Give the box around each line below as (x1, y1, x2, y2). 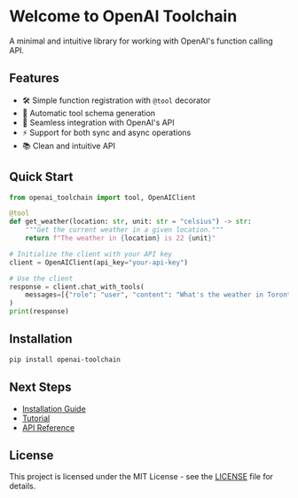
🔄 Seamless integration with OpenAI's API (21, 117, 175, 128)
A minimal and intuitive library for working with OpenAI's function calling (9, 36, 273, 46)
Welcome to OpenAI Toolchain (9, 6, 238, 27)
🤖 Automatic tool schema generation (21, 107, 156, 118)
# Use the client (9, 273, 74, 283)
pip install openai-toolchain (9, 355, 122, 364)
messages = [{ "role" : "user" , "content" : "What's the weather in (25, 290, 264, 299)
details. (9, 481, 36, 492)
